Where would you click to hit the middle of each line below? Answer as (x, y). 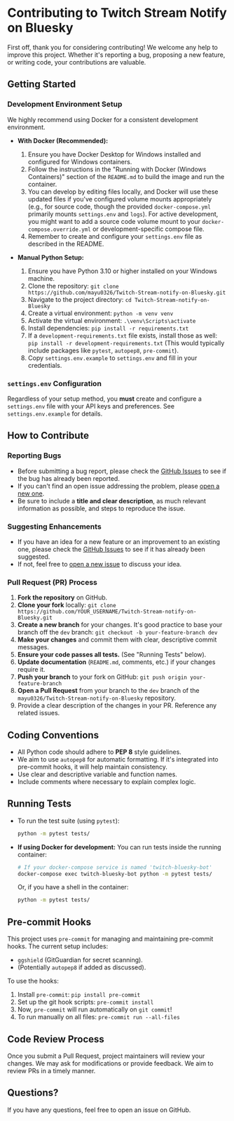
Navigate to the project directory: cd (80, 299)
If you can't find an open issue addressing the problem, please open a (118, 486)
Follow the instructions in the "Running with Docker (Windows (117, 169)
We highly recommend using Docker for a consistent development (103, 119)
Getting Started (42, 85)
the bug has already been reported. (69, 478)
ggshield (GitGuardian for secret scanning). (80, 960)
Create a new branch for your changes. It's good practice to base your (120, 625)
